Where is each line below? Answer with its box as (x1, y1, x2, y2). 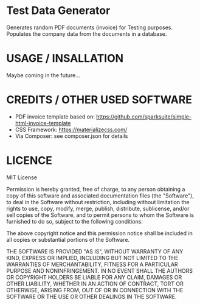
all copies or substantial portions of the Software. (6, 236, 129, 243)
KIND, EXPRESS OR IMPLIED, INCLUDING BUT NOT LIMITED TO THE (6, 254, 179, 261)
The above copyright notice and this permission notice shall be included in (6, 229, 193, 237)
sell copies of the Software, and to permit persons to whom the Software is (6, 211, 195, 219)
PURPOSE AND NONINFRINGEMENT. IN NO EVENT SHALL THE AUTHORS (6, 267, 193, 274)
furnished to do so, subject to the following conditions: (6, 218, 143, 225)
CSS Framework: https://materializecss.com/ (15, 126, 128, 133)
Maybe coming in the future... (6, 71, 80, 79)
